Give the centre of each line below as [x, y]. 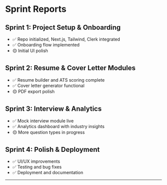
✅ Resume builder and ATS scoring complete [58, 80]
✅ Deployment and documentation [48, 173]
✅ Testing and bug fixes [37, 167]
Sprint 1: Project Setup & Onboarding [63, 27]
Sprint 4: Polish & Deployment [53, 150]
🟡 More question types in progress [48, 132]
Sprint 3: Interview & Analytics [53, 109]
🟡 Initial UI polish [30, 51]
